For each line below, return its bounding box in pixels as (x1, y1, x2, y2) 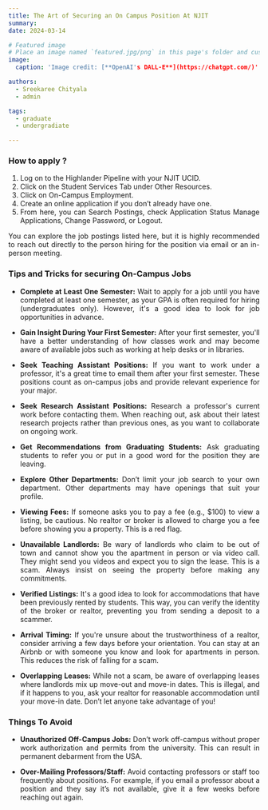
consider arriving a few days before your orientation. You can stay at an (19, 638, 260, 648)
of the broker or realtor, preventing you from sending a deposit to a (19, 605, 260, 616)
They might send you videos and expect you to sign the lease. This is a (19, 557, 260, 566)
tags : (8, 107, 26, 115)
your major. (19, 385, 57, 395)
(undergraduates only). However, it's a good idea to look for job (19, 303, 260, 313)
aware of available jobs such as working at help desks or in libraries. (19, 345, 245, 354)
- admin (15, 93, 41, 101)
